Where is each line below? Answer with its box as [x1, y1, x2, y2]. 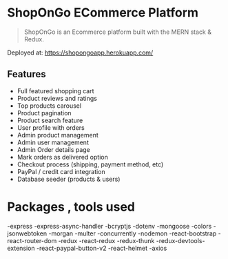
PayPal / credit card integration [17, 167, 105, 175]
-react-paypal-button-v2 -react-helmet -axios [37, 244, 167, 252]
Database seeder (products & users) [17, 175, 121, 183]
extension [7, 244, 36, 252]
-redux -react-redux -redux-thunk [58, 236, 155, 244]
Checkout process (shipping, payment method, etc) [17, 160, 164, 169]
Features [7, 68, 46, 80]
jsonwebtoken [7, 229, 48, 238]
